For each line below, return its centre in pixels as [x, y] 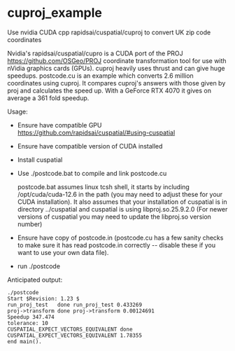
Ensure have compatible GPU [59, 125]
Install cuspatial [40, 160]
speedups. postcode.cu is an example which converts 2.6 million [100, 76]
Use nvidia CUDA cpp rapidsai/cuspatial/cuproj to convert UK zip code [109, 32]
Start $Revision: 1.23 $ [43, 298]
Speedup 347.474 [31, 317]
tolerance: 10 [28, 323]
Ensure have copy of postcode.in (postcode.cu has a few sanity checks [120, 238]
